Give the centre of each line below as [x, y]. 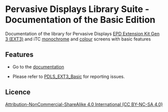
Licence [18, 92]
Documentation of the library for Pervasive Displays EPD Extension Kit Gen [82, 33]
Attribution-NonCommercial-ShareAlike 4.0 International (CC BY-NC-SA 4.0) [84, 104]
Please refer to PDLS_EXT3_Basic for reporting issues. [69, 76]
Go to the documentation [38, 66]
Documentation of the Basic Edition [80, 20]
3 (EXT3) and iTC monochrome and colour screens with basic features [78, 39]
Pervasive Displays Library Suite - [77, 9]
